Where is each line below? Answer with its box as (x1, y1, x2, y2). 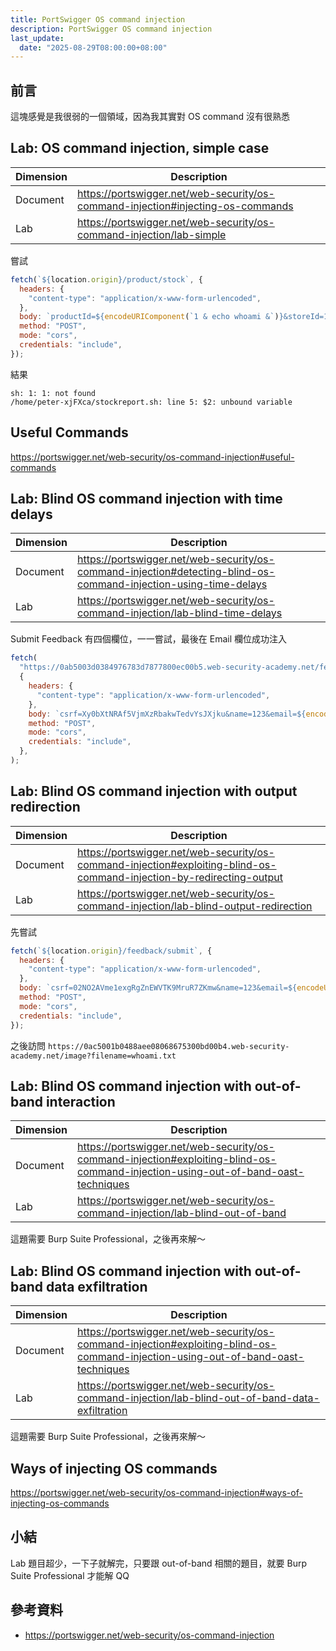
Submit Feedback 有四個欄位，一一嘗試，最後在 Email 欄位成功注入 (10, 633, 287, 645)
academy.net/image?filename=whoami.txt (10, 1051, 177, 1061)
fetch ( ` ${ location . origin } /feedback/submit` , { (10, 946, 213, 956)
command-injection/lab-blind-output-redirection (77, 899, 313, 913)
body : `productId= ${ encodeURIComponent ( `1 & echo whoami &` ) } (19, 312, 284, 322)
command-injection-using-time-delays (77, 577, 268, 591)
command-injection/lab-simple (77, 227, 227, 241)
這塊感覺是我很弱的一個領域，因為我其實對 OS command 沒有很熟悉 (10, 111, 291, 123)
